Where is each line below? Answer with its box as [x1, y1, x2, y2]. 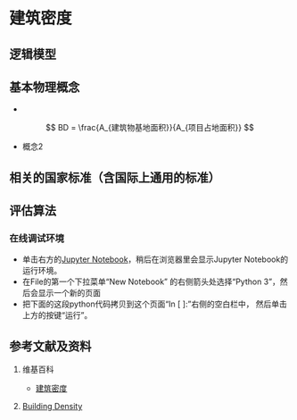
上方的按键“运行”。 [21, 310, 93, 321]
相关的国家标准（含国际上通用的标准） [9, 170, 220, 185]
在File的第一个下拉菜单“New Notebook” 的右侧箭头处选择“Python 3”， [21, 276, 281, 287]
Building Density [21, 401, 83, 412]
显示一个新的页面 [37, 288, 101, 298]
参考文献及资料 [9, 339, 92, 354]
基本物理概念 [9, 80, 80, 95]
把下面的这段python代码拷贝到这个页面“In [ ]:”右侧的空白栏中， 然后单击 [21, 298, 288, 309]
